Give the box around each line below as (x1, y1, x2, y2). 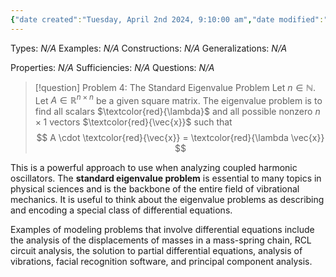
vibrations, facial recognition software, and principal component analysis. (10, 256, 313, 268)
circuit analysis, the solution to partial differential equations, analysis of (10, 245, 303, 257)
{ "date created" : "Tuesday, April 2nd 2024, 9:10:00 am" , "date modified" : (10, 14, 325, 25)
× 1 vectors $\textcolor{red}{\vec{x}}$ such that (34, 116, 233, 128)
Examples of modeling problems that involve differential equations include (10, 224, 315, 236)
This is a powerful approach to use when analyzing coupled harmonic (10, 162, 298, 174)
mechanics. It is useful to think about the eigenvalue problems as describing (10, 194, 325, 206)
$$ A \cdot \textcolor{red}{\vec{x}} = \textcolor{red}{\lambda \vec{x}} (36, 132, 325, 144)
